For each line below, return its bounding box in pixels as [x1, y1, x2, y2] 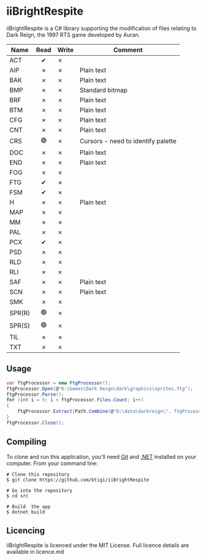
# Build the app [6, 504, 51, 510]
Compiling [6, 437, 47, 447]
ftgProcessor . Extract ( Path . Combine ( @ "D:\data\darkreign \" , [17, 409, 172, 415]
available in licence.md [6, 548, 64, 556]
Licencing [6, 525, 45, 535]
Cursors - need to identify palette [79, 137, 177, 145]
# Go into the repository [6, 487, 72, 494]
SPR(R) [9, 309, 31, 317]
